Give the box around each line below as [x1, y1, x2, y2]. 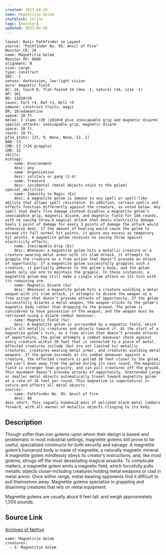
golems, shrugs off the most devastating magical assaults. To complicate [5, 458, 155, 464]
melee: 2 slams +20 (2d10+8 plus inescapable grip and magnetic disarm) [5, 118, 159, 123]
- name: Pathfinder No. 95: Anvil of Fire [9, 392, 99, 396]
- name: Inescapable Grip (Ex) [9, 244, 74, 249]
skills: [5, 153, 21, 158]
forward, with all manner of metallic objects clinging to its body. [5, 404, 152, 410]
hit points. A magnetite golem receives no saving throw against [5, 235, 143, 240]
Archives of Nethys [5, 526, 45, 532]
